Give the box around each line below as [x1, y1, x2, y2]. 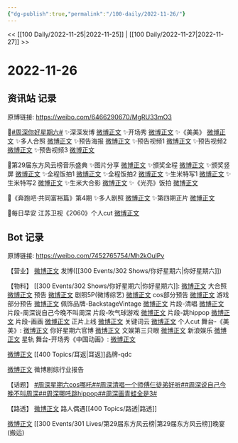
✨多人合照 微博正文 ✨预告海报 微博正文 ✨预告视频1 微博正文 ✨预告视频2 [15, 137, 227, 145]
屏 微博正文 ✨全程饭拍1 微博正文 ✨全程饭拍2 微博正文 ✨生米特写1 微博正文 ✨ [7, 169, 232, 178]
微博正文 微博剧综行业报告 [7, 365, 84, 374]
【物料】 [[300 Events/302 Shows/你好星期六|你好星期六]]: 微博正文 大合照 [7, 282, 227, 290]
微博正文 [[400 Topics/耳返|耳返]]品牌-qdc [7, 350, 132, 359]
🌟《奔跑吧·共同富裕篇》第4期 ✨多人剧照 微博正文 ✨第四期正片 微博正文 [7, 193, 215, 202]
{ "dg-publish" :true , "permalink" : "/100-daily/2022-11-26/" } [7, 10, 186, 18]
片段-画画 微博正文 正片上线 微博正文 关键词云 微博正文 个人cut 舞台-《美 [15, 317, 229, 326]
